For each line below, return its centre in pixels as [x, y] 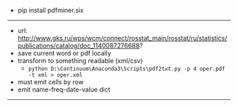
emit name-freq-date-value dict [64, 89]
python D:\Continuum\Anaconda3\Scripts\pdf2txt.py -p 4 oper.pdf [126, 69]
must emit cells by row [50, 82]
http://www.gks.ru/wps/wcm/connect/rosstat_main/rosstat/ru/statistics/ [122, 38]
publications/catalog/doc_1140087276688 [79, 46]
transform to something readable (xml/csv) [80, 61]
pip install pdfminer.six [50, 10]
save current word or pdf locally [64, 53]
